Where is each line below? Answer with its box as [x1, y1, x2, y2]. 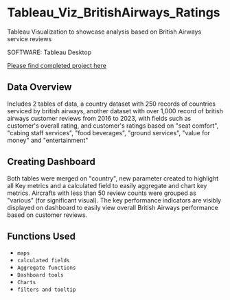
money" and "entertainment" [7, 136, 89, 144]
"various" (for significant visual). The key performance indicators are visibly [7, 196, 222, 204]
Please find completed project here [7, 61, 106, 69]
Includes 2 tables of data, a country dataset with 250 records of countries [7, 100, 216, 108]
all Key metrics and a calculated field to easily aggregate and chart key [7, 181, 207, 189]
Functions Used [7, 230, 76, 242]
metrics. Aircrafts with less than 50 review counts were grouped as [7, 189, 197, 197]
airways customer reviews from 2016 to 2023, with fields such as [7, 114, 192, 122]
